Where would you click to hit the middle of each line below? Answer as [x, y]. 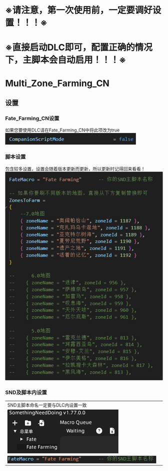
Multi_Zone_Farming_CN [57, 83]
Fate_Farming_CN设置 [32, 118]
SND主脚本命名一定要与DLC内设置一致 [47, 405]
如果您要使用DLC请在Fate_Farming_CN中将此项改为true [62, 130]
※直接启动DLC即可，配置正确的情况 [79, 47]
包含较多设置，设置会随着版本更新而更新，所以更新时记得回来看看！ [75, 168]
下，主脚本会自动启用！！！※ [66, 60]
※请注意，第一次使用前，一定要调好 [79, 10]
